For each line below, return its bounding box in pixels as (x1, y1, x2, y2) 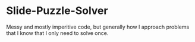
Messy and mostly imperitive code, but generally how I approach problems (6, 23, 190, 30)
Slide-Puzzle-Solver (6, 4, 108, 17)
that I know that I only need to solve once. (6, 29, 109, 36)
